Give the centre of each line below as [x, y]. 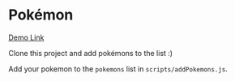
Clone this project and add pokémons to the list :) [90, 53]
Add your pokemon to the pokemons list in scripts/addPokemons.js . [118, 69]
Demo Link [26, 37]
